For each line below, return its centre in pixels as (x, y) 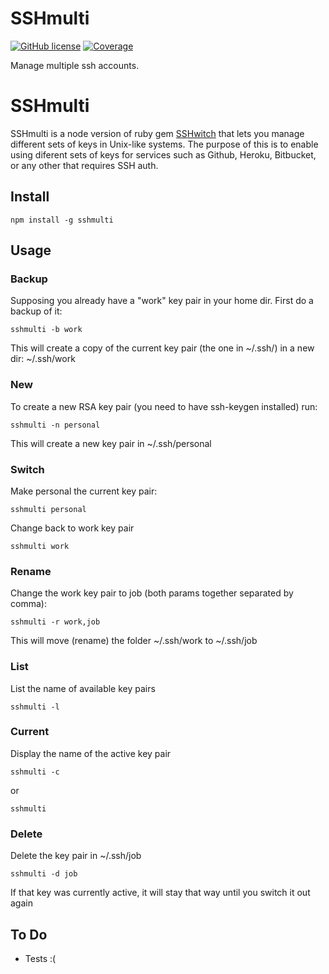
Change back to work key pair (72, 528)
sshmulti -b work (46, 330)
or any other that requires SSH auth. (84, 165)
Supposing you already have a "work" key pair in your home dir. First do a (162, 301)
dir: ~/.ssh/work (43, 359)
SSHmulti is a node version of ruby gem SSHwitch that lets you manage (157, 133)
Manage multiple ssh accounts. (75, 65)
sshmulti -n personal (55, 425)
